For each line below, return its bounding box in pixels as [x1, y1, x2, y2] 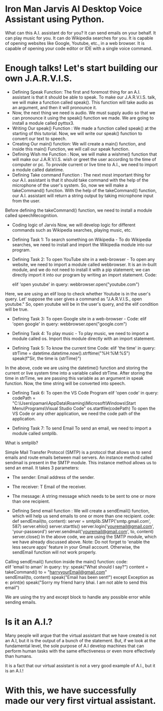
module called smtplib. [12, 430, 58, 436]
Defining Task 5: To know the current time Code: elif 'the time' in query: [12, 345, 156, 351]
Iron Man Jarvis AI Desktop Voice [5, 3, 143, 15]
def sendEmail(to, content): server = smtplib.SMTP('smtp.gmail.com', [12, 518, 151, 524]
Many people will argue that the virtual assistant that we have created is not [5, 632, 157, 638]
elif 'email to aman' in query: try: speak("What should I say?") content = [5, 564, 148, 570]
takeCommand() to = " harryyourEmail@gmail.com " [5, 569, 107, 575]
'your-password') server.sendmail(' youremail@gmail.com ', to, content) [12, 528, 154, 534]
